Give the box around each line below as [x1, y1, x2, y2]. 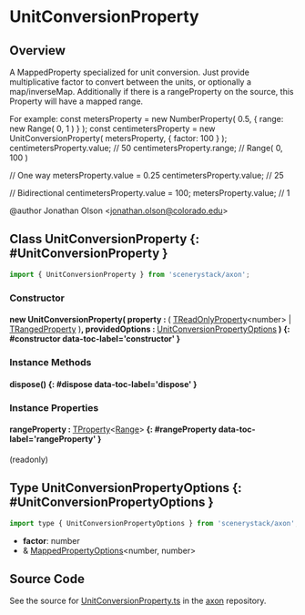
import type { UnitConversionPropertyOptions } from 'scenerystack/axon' [9, 518, 296, 528]
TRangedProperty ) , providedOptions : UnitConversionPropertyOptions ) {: [9, 323, 290, 334]
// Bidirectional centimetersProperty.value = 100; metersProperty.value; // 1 [9, 188, 290, 198]
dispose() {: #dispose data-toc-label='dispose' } [9, 378, 198, 389]
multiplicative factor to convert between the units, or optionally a [9, 77, 252, 87]
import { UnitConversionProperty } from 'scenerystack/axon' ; [9, 270, 250, 279]
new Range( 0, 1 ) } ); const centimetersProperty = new [9, 123, 216, 134]
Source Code [9, 571, 85, 587]
